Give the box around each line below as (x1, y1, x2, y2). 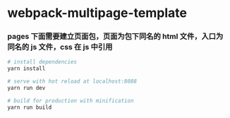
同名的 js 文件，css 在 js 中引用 (7, 42, 113, 52)
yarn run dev (7, 85, 46, 92)
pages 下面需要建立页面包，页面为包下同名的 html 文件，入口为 (7, 32, 224, 42)
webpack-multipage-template (7, 5, 187, 21)
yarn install (7, 65, 46, 72)
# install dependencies (7, 59, 78, 66)
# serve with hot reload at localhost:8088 (7, 78, 138, 85)
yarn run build (7, 104, 52, 111)
